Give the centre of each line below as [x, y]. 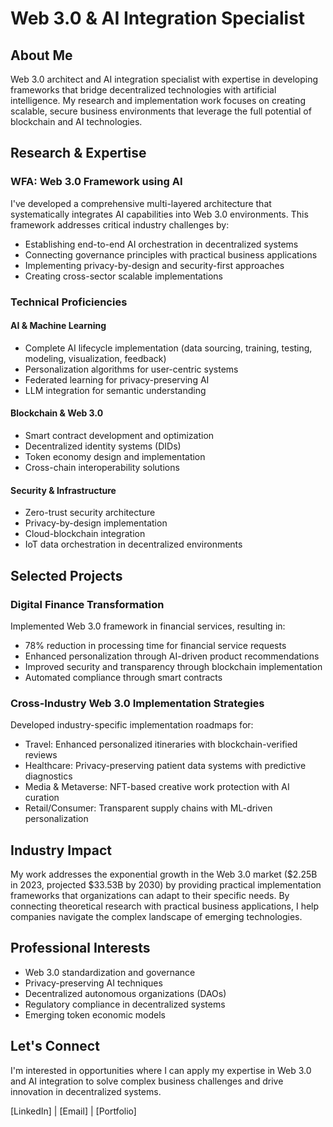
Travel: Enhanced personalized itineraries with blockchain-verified [161, 744]
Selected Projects [66, 575]
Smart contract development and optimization [119, 436]
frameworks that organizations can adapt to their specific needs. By [150, 896]
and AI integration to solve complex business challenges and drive [147, 1081]
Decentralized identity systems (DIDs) [103, 446]
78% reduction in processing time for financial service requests [155, 645]
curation [42, 798]
